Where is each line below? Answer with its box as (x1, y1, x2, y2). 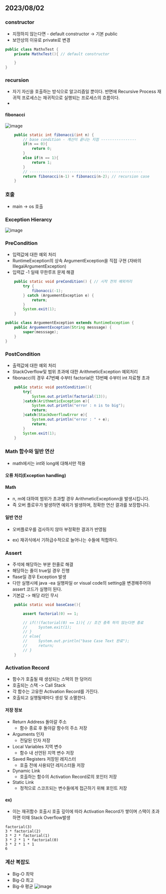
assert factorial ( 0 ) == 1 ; (23, 611, 79, 616)
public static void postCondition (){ (14, 384, 92, 390)
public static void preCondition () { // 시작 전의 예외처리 (14, 279, 132, 284)
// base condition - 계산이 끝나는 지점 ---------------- (23, 137, 137, 142)
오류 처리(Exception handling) (5, 473, 66, 478)
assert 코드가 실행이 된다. (12, 586, 62, 592)
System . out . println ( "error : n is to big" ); (31, 403, 125, 408)
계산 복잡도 (5, 859, 30, 866)
